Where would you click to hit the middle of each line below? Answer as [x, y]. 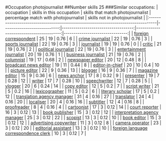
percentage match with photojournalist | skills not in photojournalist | [75, 18]
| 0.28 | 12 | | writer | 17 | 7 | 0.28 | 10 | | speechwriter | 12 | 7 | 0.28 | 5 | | [79, 81]
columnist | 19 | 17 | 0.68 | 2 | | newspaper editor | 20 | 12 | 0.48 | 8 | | [76, 60]
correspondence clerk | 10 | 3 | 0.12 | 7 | [46, 133]
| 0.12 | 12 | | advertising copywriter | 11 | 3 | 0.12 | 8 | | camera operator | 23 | [83, 123]
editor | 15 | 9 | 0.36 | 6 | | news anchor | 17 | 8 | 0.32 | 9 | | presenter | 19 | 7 [82, 75]
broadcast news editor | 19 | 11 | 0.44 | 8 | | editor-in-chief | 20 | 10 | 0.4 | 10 [82, 65]
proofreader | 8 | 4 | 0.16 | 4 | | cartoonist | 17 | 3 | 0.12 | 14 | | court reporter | [83, 107]
